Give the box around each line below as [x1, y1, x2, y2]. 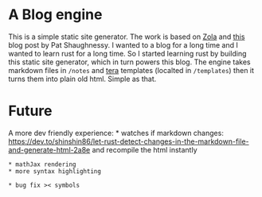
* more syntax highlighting [8, 167, 102, 176]
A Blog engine [8, 6, 103, 24]
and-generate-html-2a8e [8, 145, 91, 154]
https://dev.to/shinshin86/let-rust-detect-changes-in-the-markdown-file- [8, 137, 249, 146]
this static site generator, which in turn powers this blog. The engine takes [8, 57, 251, 67]
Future [8, 102, 53, 120]
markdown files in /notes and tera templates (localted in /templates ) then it [8, 65, 255, 75]
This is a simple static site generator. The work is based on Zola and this [8, 32, 245, 41]
